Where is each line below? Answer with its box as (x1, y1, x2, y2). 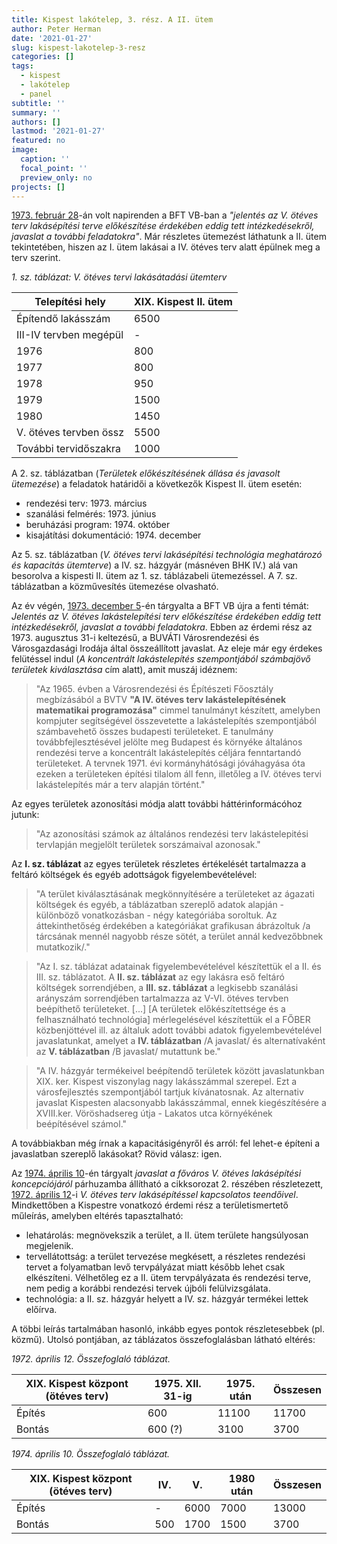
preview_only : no (20, 172, 93, 183)
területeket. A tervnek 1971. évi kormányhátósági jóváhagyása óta (35, 757, 306, 770)
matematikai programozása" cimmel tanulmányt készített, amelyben (35, 704, 321, 716)
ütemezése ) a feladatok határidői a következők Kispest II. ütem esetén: (11, 478, 303, 490)
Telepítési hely (34, 295, 106, 309)
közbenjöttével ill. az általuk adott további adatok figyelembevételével (35, 1024, 323, 1036)
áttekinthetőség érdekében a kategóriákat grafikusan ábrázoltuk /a (35, 920, 311, 932)
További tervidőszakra (16, 442, 122, 456)
